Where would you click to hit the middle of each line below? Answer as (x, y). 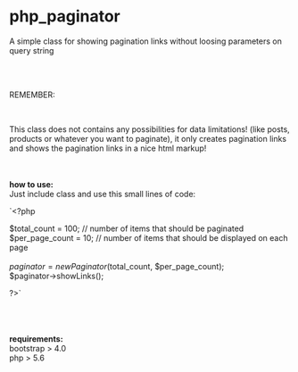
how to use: (31, 184)
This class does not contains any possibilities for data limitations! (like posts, (149, 129)
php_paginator (65, 17)
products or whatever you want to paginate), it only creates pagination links (148, 138)
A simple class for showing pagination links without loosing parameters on (146, 41)
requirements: (37, 339)
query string (32, 50)
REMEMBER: (32, 95)
